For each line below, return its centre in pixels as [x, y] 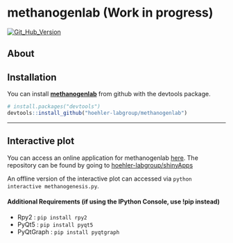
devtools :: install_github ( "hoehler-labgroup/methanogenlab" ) [97, 113]
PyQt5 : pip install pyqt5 [55, 224]
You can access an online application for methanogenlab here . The [103, 158]
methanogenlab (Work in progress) [110, 13]
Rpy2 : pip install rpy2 [52, 217]
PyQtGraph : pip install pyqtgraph [68, 232]
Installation [32, 77]
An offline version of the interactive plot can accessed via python [100, 179]
